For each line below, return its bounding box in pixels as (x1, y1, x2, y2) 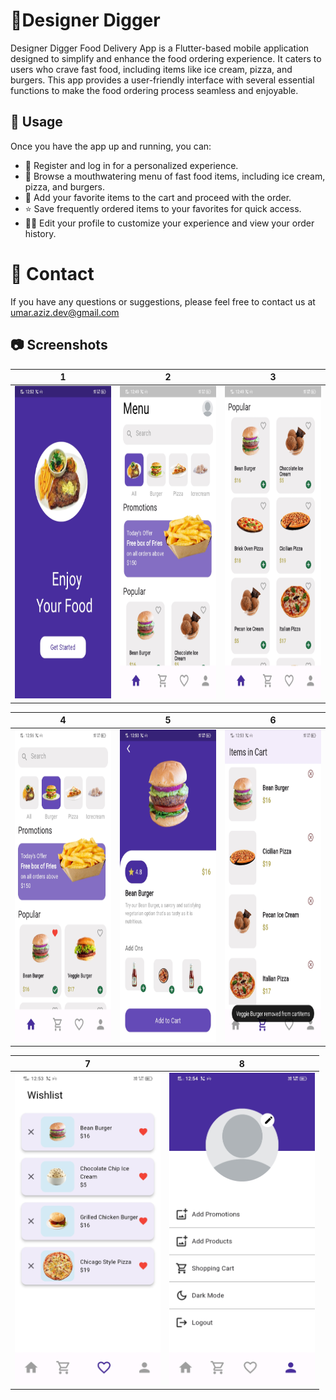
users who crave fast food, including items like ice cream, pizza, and (10, 63, 293, 75)
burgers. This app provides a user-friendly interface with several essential (10, 74, 315, 86)
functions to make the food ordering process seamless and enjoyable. (10, 84, 299, 96)
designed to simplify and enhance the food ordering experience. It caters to (10, 52, 322, 64)
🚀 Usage (10, 114, 63, 131)
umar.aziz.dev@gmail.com (10, 306, 120, 318)
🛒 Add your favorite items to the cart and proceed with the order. (24, 191, 292, 203)
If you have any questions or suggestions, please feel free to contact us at (10, 295, 316, 308)
